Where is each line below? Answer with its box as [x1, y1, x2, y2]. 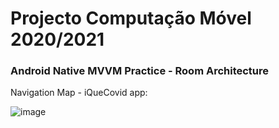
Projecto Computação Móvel [10, 7, 252, 30]
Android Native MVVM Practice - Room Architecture [10, 64, 270, 78]
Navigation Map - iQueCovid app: [10, 87, 148, 99]
